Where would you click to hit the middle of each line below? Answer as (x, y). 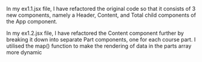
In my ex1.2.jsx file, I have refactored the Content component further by (95, 33)
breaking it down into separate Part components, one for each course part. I (101, 39)
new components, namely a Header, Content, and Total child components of (101, 15)
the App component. (32, 21)
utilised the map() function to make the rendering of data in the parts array (99, 46)
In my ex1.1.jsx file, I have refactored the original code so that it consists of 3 (101, 9)
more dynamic (24, 52)
